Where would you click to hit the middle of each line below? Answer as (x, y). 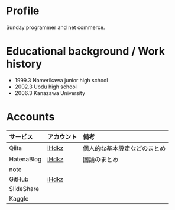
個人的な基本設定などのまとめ (124, 148)
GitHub (19, 179)
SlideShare (24, 189)
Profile (23, 11)
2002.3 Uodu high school (46, 87)
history (24, 64)
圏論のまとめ (101, 160)
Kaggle (19, 198)
